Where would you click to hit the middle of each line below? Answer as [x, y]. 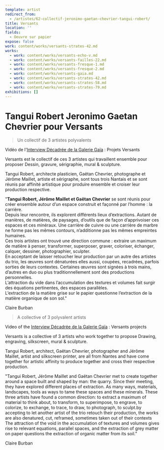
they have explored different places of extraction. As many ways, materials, [81, 387]
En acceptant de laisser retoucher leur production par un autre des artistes [81, 256]
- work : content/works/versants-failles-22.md [58, 60]
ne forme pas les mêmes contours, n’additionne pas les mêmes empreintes [81, 230]
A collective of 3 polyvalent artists [52, 317]
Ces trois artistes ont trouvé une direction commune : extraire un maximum [81, 241]
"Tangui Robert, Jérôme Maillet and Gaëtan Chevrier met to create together [81, 376]
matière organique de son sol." [36, 298]
